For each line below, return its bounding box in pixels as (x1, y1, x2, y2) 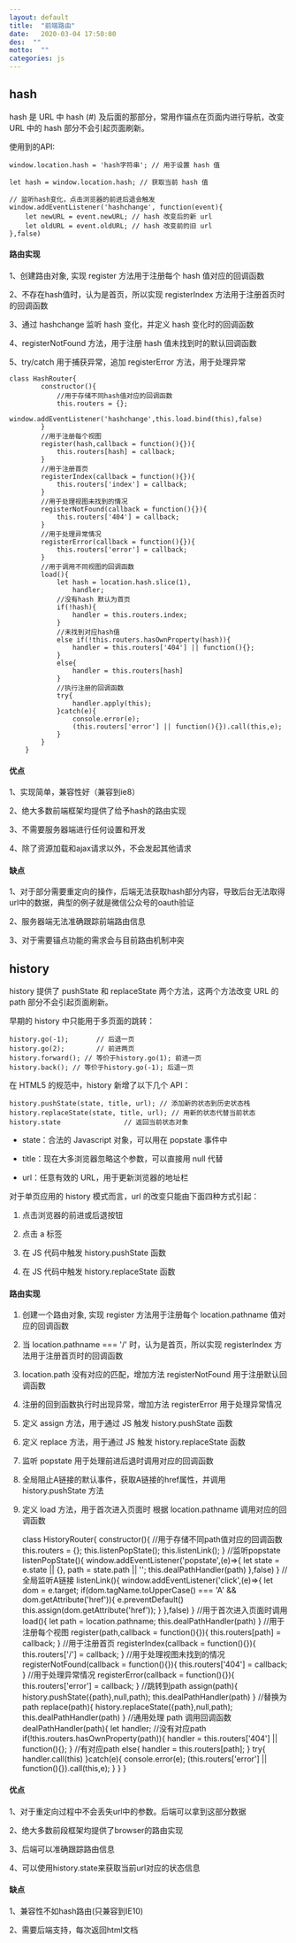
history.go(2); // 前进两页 (9, 1045, 135, 1053)
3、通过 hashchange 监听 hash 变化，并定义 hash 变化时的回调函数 (9, 320, 254, 330)
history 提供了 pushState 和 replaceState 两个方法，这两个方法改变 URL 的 (9, 986, 280, 997)
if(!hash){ (56, 603, 97, 612)
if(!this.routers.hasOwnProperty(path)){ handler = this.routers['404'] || (21, 1733, 278, 1744)
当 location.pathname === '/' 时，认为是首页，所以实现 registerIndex (21, 1339, 272, 1350)
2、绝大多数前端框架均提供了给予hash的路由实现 (9, 806, 187, 816)
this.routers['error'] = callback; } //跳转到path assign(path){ (21, 1681, 239, 1692)
